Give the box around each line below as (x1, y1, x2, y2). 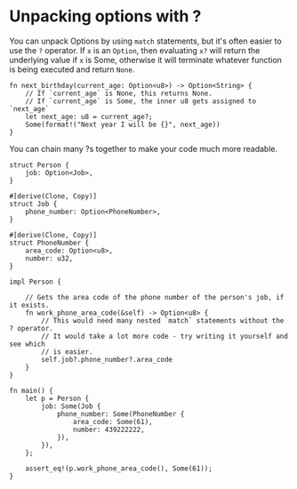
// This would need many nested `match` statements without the (41, 316, 285, 325)
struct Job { (9, 199, 58, 208)
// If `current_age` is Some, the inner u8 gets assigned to (25, 96, 256, 106)
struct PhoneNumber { (9, 238, 90, 247)
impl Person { (9, 277, 62, 286)
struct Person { (9, 160, 69, 170)
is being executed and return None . (9, 64, 135, 75)
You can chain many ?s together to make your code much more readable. (9, 143, 278, 154)
